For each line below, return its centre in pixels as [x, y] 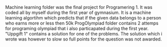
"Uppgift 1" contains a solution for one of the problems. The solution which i [84, 34]
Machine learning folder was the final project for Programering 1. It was [79, 7]
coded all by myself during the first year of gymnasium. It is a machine [78, 12]
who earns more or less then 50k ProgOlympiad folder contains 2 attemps [82, 23]
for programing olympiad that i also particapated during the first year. [77, 28]
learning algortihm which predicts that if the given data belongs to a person [83, 18]
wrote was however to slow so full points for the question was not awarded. [83, 39]
